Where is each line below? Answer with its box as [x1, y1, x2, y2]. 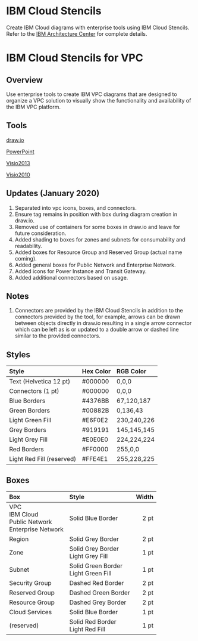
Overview [6, 75, 43, 85]
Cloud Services [9, 608, 52, 616]
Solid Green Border [69, 562, 123, 570]
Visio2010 [6, 171, 31, 178]
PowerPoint [6, 148, 34, 155]
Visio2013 [6, 159, 30, 166]
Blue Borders [9, 397, 46, 405]
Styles [6, 349, 31, 360]
